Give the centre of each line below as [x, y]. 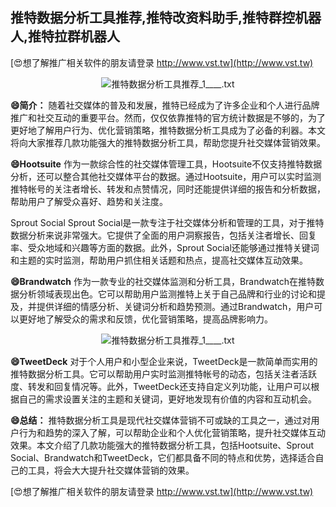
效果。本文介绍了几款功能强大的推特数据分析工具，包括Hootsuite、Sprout [162, 445]
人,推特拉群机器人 [65, 36]
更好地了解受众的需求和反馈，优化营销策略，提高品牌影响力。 [145, 319]
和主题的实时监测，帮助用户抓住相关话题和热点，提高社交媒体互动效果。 [159, 260]
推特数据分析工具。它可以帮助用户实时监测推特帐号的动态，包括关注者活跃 [163, 374]
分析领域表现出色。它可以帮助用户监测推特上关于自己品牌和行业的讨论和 [167, 294]
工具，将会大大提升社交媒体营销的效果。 [111, 470]
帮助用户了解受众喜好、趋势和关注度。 [89, 201]
